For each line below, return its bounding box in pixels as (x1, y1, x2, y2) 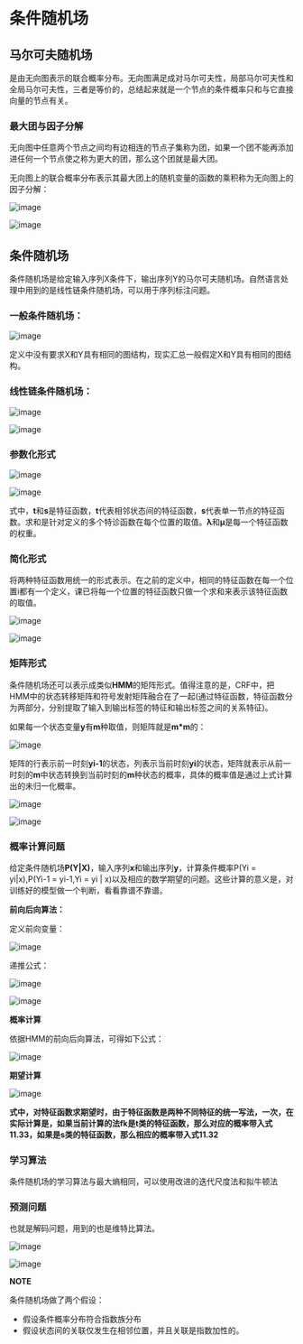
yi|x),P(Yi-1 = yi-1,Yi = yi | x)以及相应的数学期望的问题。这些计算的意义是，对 (9, 873, 294, 885)
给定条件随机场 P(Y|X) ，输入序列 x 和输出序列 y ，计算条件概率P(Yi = (9, 862, 257, 873)
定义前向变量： (9, 922, 65, 934)
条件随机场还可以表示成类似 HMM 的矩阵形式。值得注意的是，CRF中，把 (9, 679, 275, 691)
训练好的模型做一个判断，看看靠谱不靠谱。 (9, 885, 168, 895)
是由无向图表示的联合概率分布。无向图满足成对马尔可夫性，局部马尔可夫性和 (9, 73, 294, 83)
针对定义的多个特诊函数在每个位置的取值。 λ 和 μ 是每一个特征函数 (48, 516, 289, 527)
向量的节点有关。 (9, 96, 73, 106)
